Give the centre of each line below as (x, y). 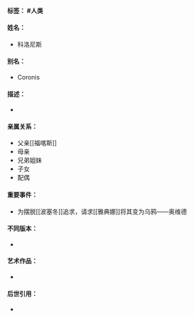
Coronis (28, 77)
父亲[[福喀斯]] (37, 143)
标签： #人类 (25, 10)
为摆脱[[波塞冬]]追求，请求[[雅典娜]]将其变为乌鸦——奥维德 (102, 212)
